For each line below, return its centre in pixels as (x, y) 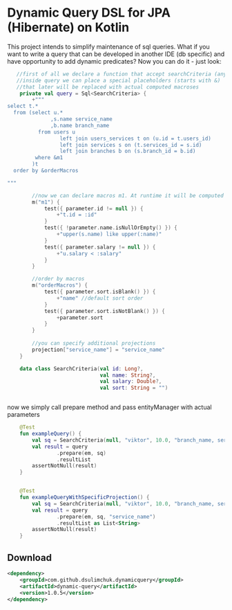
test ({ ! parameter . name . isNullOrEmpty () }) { (110, 228)
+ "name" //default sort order (100, 298)
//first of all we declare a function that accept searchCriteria (114, 74)
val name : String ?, (128, 375)
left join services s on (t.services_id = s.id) (131, 145)
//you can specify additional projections (94, 343)
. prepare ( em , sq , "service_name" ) (106, 517)
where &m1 (49, 158)
